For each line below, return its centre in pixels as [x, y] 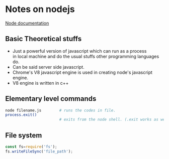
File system [24, 135]
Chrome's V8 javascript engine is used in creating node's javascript [82, 72]
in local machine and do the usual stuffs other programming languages [86, 56]
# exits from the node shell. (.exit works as [109, 120]
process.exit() [21, 115]
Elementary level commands [51, 99]
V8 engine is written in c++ [40, 83]
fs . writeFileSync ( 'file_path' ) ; [39, 151]
